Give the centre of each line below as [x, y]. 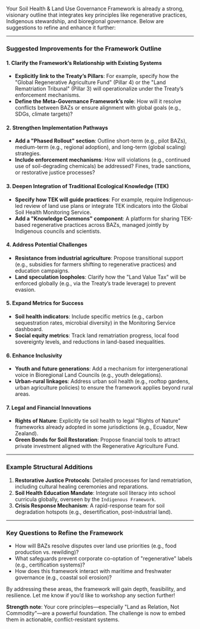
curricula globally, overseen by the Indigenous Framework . [85, 499]
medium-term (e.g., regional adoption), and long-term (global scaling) [100, 147]
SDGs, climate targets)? [44, 114]
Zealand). [26, 434]
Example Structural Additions [50, 467]
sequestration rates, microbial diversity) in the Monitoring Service [95, 323]
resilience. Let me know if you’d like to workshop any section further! [91, 595]
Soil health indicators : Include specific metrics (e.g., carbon [89, 316]
